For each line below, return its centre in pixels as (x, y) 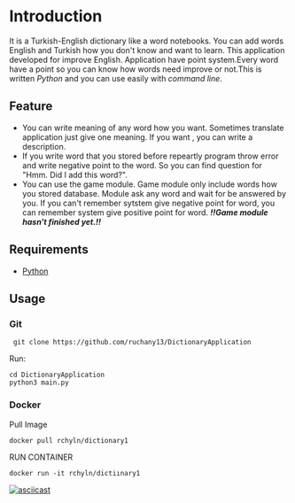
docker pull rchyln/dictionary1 (69, 440)
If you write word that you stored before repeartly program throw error (150, 156)
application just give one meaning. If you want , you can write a (137, 137)
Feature (31, 107)
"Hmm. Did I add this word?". (75, 174)
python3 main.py (39, 383)
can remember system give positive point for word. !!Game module (145, 212)
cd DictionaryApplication (57, 375)
